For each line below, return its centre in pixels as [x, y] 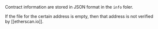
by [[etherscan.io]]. [24, 22]
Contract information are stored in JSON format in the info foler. [69, 7]
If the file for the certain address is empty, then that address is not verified [79, 16]
